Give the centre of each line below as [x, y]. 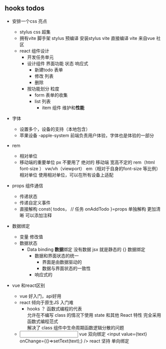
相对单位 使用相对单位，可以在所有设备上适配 [66, 175]
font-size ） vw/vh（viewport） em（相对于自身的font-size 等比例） [90, 168]
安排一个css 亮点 [29, 21]
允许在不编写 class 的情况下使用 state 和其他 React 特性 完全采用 [94, 315]
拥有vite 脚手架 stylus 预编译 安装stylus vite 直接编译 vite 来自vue [87, 38]
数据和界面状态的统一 [57, 256]
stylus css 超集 [35, 32]
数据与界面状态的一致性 [66, 268]
